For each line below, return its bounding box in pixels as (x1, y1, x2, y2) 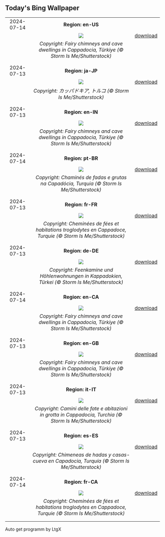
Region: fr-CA (64, 478, 98, 485)
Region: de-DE (63, 247, 99, 254)
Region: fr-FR (64, 201, 98, 208)
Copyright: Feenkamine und (49, 266, 113, 273)
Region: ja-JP (64, 67, 98, 74)
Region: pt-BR (64, 155, 98, 162)
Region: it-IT (66, 386, 97, 393)
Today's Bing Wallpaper (5, 4, 80, 12)
